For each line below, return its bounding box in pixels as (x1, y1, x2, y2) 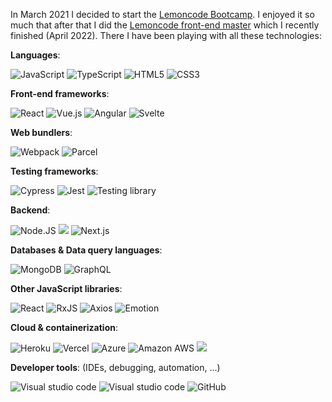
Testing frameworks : (10, 165, 99, 177)
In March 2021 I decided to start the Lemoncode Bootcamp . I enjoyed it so (10, 9, 315, 20)
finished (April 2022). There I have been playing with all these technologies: (10, 30, 322, 41)
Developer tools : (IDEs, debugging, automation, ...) (10, 362, 221, 373)
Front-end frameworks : (10, 88, 110, 99)
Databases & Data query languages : (10, 244, 163, 256)
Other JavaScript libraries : (10, 283, 123, 294)
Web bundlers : (10, 127, 73, 138)
